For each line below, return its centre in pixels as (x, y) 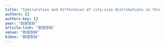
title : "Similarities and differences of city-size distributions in (78, 10)
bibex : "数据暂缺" (23, 37)
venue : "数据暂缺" (23, 32)
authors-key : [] (22, 19)
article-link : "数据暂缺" (30, 28)
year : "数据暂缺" (21, 23)
